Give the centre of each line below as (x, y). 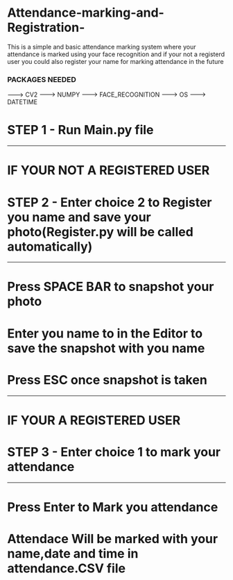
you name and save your (79, 217)
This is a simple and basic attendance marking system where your (102, 47)
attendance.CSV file (67, 569)
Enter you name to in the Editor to (105, 333)
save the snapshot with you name (106, 348)
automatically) (50, 246)
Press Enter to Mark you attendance (113, 507)
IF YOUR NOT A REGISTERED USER (109, 171)
